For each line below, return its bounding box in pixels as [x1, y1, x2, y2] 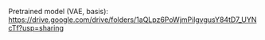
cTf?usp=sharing [8, 24, 64, 32]
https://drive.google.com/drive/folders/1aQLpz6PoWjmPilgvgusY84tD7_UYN [8, 15, 257, 24]
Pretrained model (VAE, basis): [8, 7, 109, 16]
